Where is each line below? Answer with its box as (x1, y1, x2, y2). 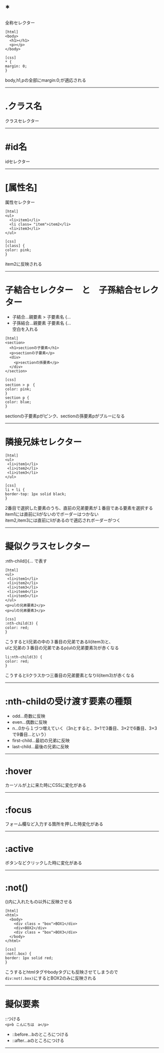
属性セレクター (5, 199, 35, 205)
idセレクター (5, 159, 30, 164)
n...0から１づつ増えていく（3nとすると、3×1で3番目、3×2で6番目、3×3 (12, 725, 157, 731)
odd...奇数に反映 (12, 713, 45, 719)
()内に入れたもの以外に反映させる (5, 899, 73, 905)
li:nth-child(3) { (5, 654, 42, 660)
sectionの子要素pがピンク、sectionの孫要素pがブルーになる (5, 413, 125, 419)
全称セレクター (5, 20, 35, 25)
